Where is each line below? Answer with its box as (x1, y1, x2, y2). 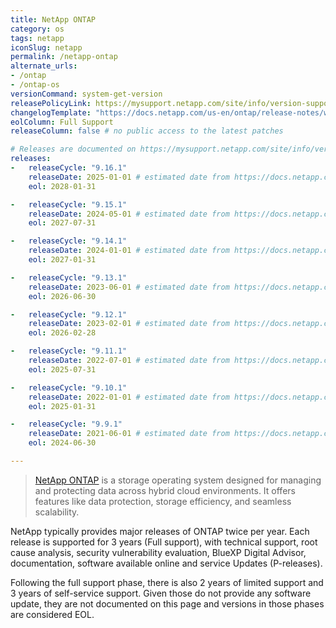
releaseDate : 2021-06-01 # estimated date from (28, 429, 230, 439)
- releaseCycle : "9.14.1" (10, 236, 128, 246)
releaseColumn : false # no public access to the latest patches (10, 126, 284, 136)
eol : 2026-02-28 (28, 328, 97, 338)
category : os (10, 24, 65, 34)
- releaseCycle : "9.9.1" (10, 419, 123, 430)
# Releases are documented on (10, 144, 137, 155)
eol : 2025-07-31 (28, 364, 97, 375)
